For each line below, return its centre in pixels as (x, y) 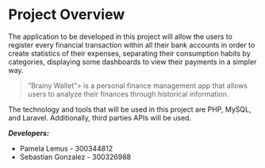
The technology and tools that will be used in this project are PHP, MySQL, (130, 109)
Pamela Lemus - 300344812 (66, 148)
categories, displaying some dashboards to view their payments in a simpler (132, 62)
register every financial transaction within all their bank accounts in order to (132, 44)
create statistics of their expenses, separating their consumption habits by (130, 53)
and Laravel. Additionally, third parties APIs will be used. (100, 117)
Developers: (29, 133)
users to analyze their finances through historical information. (128, 94)
